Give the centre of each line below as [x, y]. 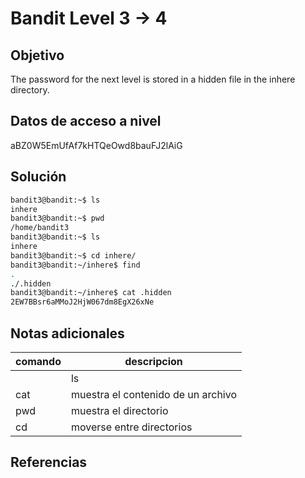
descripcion [153, 361]
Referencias [49, 462]
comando [38, 361]
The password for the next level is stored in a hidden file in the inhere [153, 79]
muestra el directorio [119, 410]
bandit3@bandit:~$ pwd [57, 218]
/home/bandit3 [40, 228]
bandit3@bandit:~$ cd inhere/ [73, 255]
